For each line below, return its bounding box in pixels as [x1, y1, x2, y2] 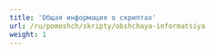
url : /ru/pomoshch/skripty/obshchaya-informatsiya [9, 22, 206, 31]
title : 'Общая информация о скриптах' [9, 13, 157, 22]
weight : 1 [9, 30, 47, 39]
